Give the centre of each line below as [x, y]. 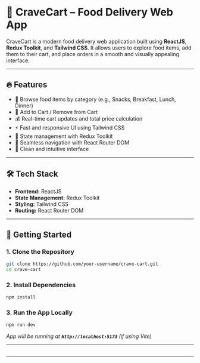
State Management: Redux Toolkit [57, 198]
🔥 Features [27, 85]
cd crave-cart [24, 270]
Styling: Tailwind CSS [42, 204]
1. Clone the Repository [40, 251]
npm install [21, 297]
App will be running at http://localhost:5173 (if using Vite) [79, 336]
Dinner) [24, 105]
